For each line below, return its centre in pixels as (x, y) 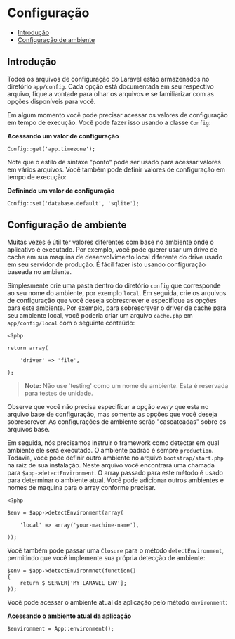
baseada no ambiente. (40, 271)
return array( (28, 348)
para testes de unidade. (59, 393)
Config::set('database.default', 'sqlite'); (73, 203)
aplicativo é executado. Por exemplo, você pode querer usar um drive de (112, 249)
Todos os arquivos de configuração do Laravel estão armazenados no (108, 79)
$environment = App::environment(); (61, 628)
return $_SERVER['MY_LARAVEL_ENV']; (74, 583)
